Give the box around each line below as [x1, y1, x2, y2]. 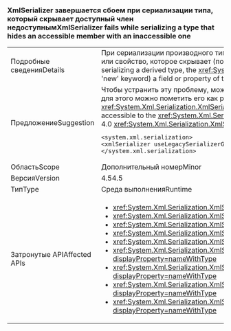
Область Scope [10, 162, 60, 172]
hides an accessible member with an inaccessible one [7, 31, 191, 41]
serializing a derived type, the [100, 65, 197, 75]
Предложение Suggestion [10, 118, 95, 128]
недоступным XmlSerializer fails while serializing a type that [7, 23, 214, 32]
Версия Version [10, 174, 60, 183]
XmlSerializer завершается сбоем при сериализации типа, [7, 5, 213, 15]
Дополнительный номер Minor [100, 162, 201, 172]
